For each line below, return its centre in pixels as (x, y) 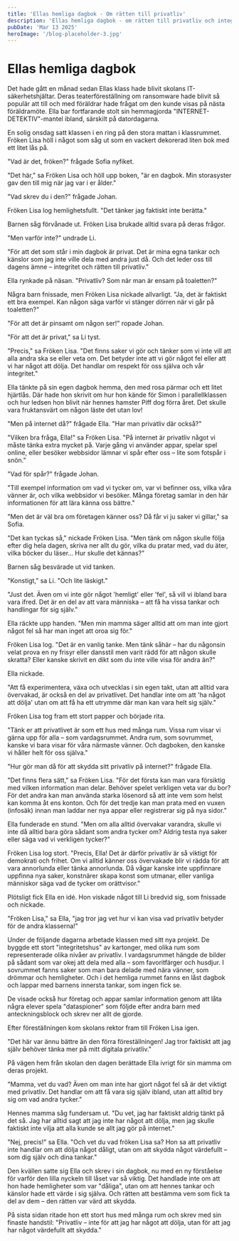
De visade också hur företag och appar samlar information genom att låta (115, 999)
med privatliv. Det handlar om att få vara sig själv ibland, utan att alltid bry (115, 1092)
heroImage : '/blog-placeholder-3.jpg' (65, 34)
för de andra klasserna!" (43, 926)
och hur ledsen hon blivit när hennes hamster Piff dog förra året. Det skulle (117, 403)
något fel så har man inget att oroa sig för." (70, 631)
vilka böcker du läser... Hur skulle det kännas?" (76, 553)
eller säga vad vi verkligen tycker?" (59, 839)
